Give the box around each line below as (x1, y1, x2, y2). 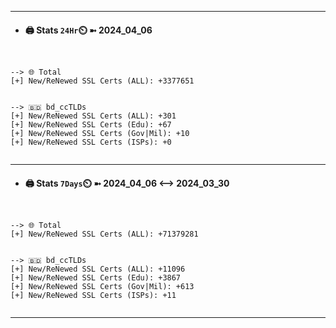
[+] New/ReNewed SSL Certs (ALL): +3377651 (10, 76, 195, 86)
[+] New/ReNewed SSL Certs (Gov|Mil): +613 (10, 282, 195, 292)
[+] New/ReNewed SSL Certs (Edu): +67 (10, 120, 172, 130)
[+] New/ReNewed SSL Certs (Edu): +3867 (10, 273, 182, 283)
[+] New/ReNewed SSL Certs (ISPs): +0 (10, 137, 172, 148)
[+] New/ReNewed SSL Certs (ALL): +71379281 (10, 229, 199, 240)
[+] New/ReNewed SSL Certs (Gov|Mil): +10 (10, 129, 190, 139)
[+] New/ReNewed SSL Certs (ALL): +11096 (10, 264, 186, 275)
